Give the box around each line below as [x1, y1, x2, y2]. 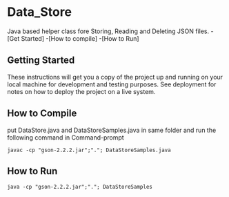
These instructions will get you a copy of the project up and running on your [7, 73, 223, 81]
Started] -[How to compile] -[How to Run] [21, 34, 139, 42]
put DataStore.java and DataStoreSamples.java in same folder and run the [7, 126, 217, 134]
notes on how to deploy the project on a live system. [7, 87, 156, 95]
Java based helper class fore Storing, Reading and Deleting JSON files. [7, 27, 210, 35]
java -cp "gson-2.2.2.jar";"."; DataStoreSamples [7, 184, 153, 191]
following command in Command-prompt [7, 133, 124, 142]
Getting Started [7, 55, 75, 66]
